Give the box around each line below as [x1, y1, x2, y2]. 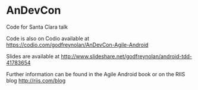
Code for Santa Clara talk [6, 23, 68, 30]
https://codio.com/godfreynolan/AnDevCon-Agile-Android [6, 41, 149, 48]
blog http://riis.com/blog [6, 77, 66, 84]
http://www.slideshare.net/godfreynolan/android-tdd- [61, 52, 192, 60]
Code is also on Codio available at [6, 35, 89, 42]
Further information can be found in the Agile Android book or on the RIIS [6, 70, 186, 77]
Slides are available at [6, 52, 60, 60]
